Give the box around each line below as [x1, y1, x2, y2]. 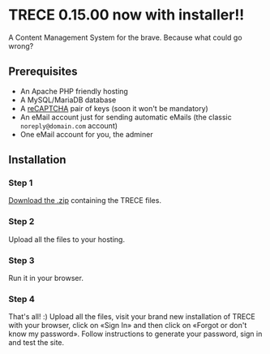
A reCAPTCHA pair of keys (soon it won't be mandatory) [19, 103, 208, 113]
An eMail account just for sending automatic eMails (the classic [19, 112, 233, 122]
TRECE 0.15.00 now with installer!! [8, 6, 245, 24]
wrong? [8, 41, 34, 50]
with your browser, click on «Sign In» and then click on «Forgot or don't [8, 321, 247, 330]
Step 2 [8, 216, 35, 227]
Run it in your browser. [8, 274, 84, 283]
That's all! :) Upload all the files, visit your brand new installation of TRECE [8, 312, 255, 322]
